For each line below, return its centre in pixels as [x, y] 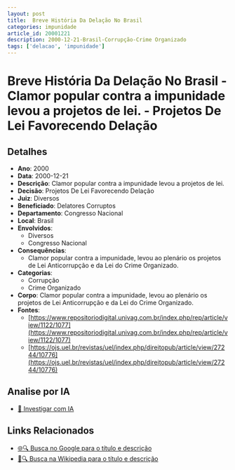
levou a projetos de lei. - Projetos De [114, 111]
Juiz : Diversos [38, 198]
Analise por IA [39, 392]
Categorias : [35, 273]
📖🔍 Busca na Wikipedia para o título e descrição [88, 458]
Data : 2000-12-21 [43, 176]
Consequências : [42, 250]
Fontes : [29, 310]
